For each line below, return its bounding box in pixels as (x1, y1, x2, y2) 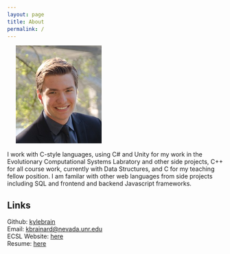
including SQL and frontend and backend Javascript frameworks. (7, 179, 192, 188)
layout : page (7, 11, 45, 18)
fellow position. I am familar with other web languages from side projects (7, 172, 213, 181)
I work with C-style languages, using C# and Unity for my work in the (7, 150, 203, 159)
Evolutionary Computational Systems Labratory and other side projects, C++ (7, 158, 223, 166)
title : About (7, 18, 45, 25)
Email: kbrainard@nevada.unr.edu (7, 225, 103, 233)
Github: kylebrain (7, 218, 56, 226)
